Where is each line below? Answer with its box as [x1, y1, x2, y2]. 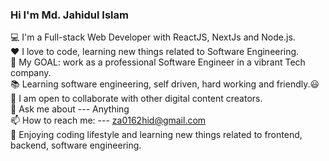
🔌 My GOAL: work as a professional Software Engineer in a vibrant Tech [10, 56, 306, 68]
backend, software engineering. [10, 139, 142, 152]
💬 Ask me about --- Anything [10, 103, 130, 115]
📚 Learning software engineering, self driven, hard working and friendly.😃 [10, 78, 320, 90]
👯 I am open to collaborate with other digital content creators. [10, 93, 263, 105]
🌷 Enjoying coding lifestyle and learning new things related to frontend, [10, 129, 303, 141]
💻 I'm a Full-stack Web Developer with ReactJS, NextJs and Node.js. [10, 31, 296, 43]
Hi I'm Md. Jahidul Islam [10, 8, 129, 22]
